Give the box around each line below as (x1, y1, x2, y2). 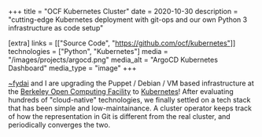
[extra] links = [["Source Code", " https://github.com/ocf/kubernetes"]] (8, 38, 236, 48)
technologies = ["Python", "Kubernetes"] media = (8, 47, 168, 56)
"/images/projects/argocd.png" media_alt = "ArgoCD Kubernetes (8, 55, 219, 64)
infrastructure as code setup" (8, 23, 104, 32)
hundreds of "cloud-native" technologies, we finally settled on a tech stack (8, 96, 251, 104)
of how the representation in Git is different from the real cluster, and (8, 112, 231, 121)
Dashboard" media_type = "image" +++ (8, 63, 137, 73)
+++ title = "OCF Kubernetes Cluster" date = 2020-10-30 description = (8, 7, 238, 16)
